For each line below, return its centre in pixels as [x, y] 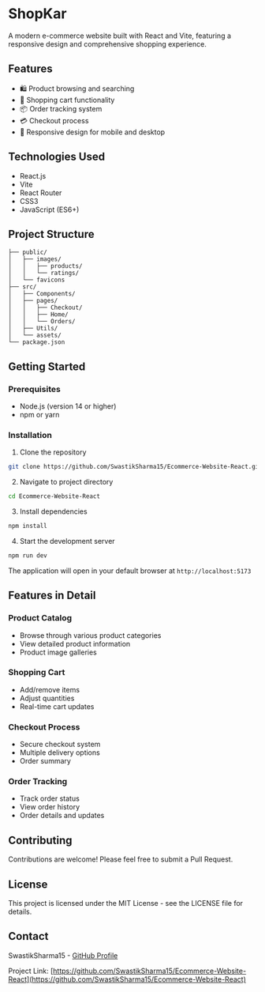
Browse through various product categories [90, 635]
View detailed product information [75, 643]
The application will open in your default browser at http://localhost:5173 [130, 571]
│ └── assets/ [35, 336]
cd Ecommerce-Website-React [54, 496]
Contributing [40, 840]
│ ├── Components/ [42, 294]
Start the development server [67, 541]
